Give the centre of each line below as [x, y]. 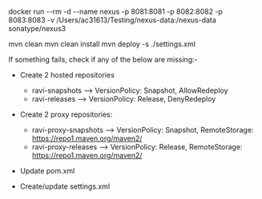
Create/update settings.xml [65, 186]
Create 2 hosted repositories [67, 75]
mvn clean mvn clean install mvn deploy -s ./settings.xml [102, 44]
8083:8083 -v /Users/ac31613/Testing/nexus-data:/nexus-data [112, 20]
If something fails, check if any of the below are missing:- [103, 60]
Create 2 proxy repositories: [66, 114]
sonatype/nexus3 [37, 28]
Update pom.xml [47, 171]
